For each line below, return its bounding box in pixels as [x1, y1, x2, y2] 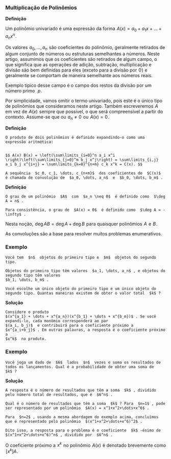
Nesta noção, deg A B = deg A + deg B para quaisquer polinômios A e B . [5, 221, 158, 227]
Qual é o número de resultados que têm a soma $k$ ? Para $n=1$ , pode [5, 401, 166, 406]
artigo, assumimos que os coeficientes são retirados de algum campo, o [5, 56, 157, 62]
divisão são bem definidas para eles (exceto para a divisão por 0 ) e [5, 67, 148, 73]
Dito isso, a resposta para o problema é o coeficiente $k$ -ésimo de [5, 428, 161, 433]
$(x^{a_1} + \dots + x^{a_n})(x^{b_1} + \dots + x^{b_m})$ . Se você [5, 314, 157, 319]
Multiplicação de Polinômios [5, 4, 78, 11]
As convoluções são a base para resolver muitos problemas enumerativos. [5, 231, 162, 237]
